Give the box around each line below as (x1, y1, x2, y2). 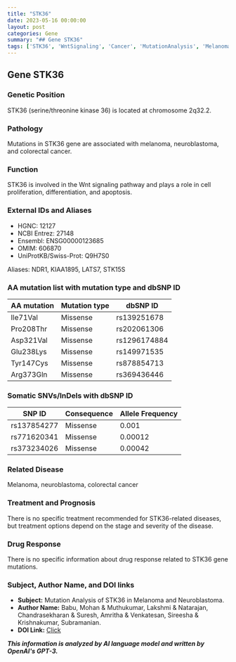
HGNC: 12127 (17, 221, 56, 230)
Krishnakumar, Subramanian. (17, 618, 102, 627)
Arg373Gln (11, 370, 48, 379)
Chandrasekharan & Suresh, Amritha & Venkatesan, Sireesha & (17, 611, 199, 619)
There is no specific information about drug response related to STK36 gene (7, 555, 228, 564)
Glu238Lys (11, 346, 47, 356)
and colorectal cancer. (7, 147, 72, 155)
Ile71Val (11, 312, 39, 322)
